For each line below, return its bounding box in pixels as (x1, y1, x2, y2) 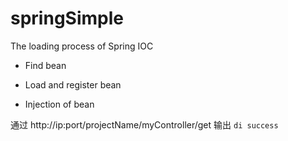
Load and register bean (24, 78, 122, 91)
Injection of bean (24, 98, 95, 110)
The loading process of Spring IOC (10, 40, 154, 52)
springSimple (10, 7, 124, 30)
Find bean (24, 59, 67, 71)
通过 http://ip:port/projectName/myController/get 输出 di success (10, 118, 279, 131)
